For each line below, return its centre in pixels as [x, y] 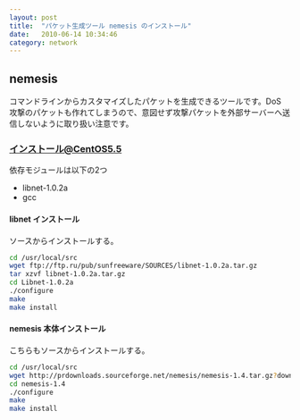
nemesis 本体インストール [58, 329]
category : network [43, 42]
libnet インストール [45, 219]
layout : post [33, 17]
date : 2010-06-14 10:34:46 [63, 34]
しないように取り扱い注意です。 [75, 124]
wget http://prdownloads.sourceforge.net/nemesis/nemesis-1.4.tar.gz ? [143, 375]
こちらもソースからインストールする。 [79, 350]
